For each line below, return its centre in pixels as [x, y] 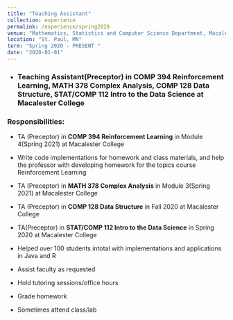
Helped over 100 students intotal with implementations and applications [119, 248]
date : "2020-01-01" [35, 53]
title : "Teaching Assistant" [49, 14]
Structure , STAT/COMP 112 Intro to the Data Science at [110, 94]
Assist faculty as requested [56, 269]
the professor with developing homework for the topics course [106, 165]
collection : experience [42, 20]
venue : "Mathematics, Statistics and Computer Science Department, [107, 33]
